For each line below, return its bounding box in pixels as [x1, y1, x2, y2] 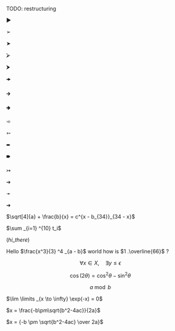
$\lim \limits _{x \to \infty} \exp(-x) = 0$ [6, 295, 103, 302]
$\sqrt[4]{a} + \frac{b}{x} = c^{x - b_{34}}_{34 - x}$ [6, 213, 136, 220]
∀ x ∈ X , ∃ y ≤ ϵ [79, 259, 121, 266]
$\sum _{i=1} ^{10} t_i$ [6, 225, 62, 232]
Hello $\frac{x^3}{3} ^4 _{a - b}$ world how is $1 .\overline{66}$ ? [6, 248, 169, 255]
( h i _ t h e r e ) [6, 236, 30, 243]
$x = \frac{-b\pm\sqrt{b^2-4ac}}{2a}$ [6, 307, 100, 314]
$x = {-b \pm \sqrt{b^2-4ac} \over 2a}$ [6, 318, 103, 325]
